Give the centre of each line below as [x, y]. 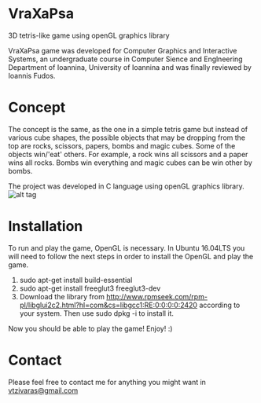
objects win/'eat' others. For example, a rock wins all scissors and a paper [128, 154]
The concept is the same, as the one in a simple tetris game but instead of [128, 129]
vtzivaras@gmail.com [43, 390]
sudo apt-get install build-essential [76, 280]
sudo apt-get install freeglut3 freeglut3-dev [90, 288]
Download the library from [62, 296]
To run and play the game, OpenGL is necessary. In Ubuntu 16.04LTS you [127, 247]
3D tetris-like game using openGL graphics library [89, 35]
